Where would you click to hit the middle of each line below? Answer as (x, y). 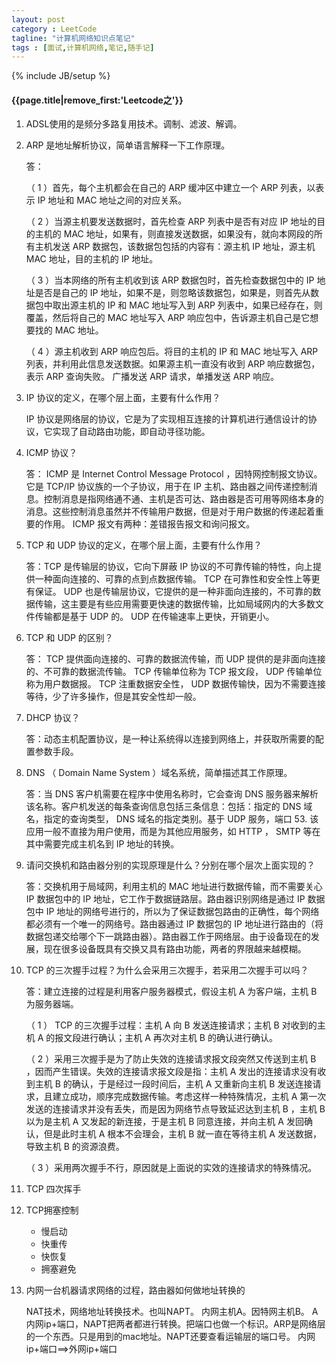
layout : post (38, 19)
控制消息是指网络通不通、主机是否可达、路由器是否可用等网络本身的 (183, 499)
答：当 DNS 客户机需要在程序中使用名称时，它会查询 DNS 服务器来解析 (172, 794)
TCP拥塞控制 (52, 1210)
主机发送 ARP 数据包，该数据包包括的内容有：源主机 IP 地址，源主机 (175, 247)
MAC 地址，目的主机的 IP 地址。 (92, 259)
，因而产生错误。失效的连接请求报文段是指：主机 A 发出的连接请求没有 (171, 1072)
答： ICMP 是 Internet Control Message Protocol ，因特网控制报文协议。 (174, 474)
